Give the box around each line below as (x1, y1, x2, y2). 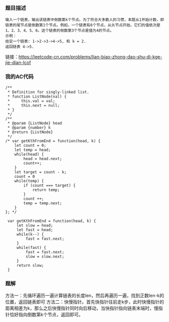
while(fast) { (16, 245, 47, 250)
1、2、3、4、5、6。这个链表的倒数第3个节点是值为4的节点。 (5, 28, 114, 34)
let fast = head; (16, 227, 53, 232)
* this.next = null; (7, 103, 60, 108)
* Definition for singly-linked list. (7, 89, 90, 94)
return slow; (16, 263, 44, 268)
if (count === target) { (23, 183, 76, 188)
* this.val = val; (7, 98, 56, 104)
